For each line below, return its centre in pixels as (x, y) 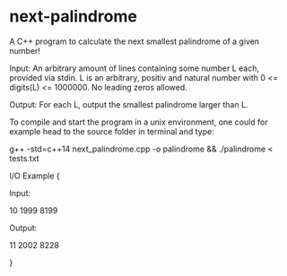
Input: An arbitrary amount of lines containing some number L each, (135, 68)
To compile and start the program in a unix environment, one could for (139, 122)
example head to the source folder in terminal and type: (112, 131)
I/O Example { (35, 176)
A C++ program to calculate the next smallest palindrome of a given (135, 41)
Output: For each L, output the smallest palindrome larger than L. (129, 104)
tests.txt (24, 158)
